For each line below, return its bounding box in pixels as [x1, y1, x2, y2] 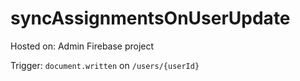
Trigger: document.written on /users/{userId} [10, 59, 200, 71]
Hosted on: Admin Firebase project [10, 40, 155, 52]
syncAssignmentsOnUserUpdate [10, 7, 291, 30]
